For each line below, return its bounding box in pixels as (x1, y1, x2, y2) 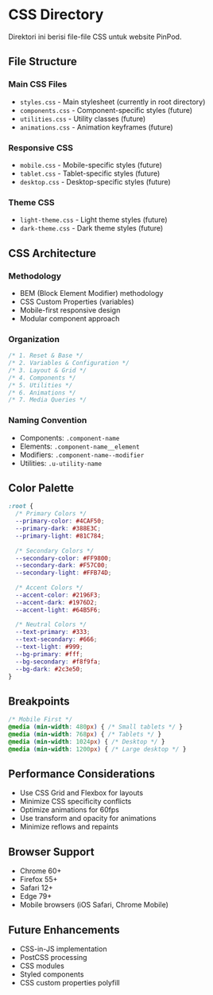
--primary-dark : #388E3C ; (15, 525, 102, 533)
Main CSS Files (8, 79, 68, 90)
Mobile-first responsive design (19, 305, 121, 315)
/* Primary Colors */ (15, 510, 87, 518)
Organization (8, 333, 60, 344)
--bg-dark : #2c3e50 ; (15, 665, 83, 673)
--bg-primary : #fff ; (15, 650, 83, 658)
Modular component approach (19, 313, 120, 323)
